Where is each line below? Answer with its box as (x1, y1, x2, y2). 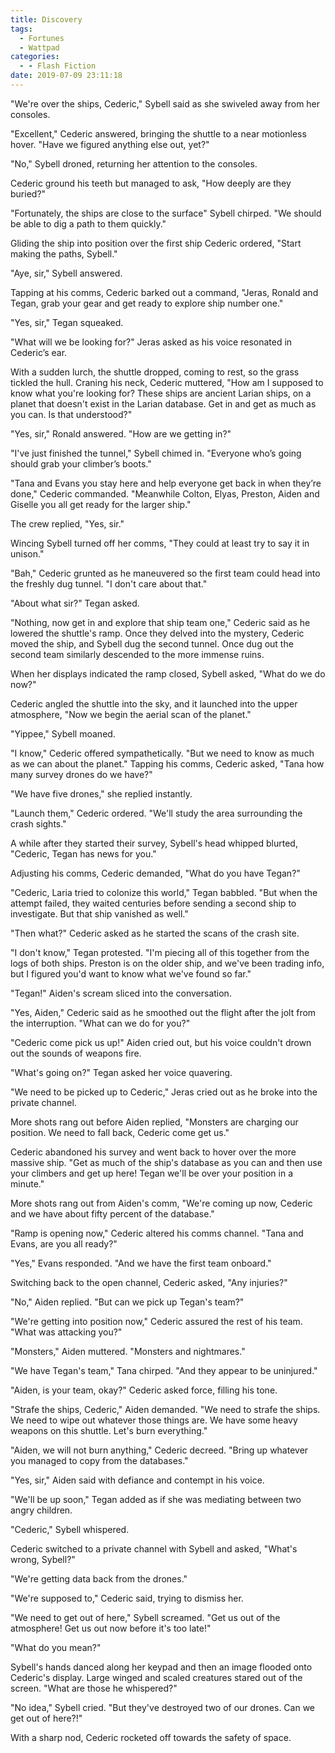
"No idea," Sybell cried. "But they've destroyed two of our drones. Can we (10, 1701, 316, 1713)
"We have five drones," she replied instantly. (10, 787, 193, 800)
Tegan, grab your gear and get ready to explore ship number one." (10, 297, 284, 309)
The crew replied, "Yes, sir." (10, 517, 125, 530)
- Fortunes (19, 33, 65, 43)
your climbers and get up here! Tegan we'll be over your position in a (10, 1167, 294, 1179)
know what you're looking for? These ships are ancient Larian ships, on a (10, 387, 312, 399)
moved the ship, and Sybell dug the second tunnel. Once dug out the (10, 637, 294, 650)
